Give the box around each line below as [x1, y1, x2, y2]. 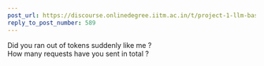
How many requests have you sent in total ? [7, 49, 149, 58]
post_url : [7, 11, 40, 20]
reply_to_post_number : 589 [7, 19, 96, 27]
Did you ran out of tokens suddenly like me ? [7, 40, 152, 49]
